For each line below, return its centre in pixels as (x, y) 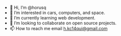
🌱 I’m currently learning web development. (52, 18)
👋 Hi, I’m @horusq (28, 8)
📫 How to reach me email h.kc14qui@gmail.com (59, 28)
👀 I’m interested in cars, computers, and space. (57, 13)
